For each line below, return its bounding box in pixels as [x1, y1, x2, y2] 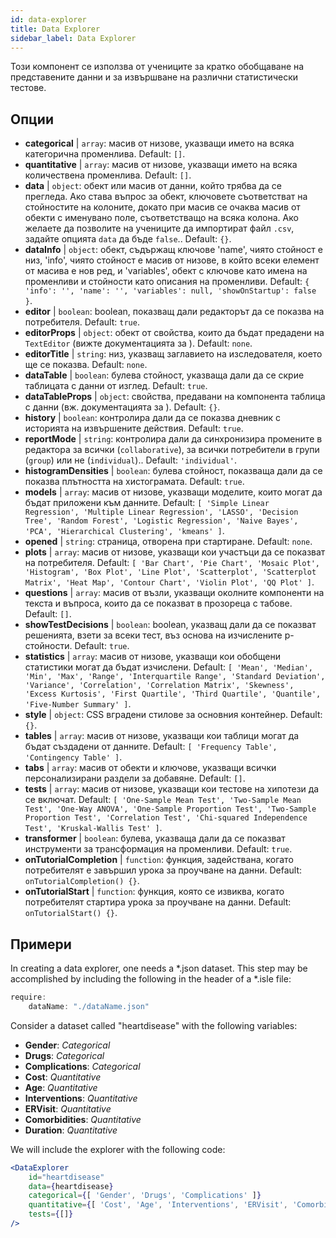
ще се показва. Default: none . [24, 359, 148, 371]
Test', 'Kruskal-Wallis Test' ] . [24, 822, 163, 834]
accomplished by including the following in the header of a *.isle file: [10, 973, 292, 985]
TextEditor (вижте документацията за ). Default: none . [24, 337, 253, 350]
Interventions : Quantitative [24, 1092, 138, 1104]
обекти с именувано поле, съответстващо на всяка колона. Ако [24, 212, 299, 224]
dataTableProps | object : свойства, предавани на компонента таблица [24, 391, 326, 403]
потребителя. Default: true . [24, 316, 140, 328]
